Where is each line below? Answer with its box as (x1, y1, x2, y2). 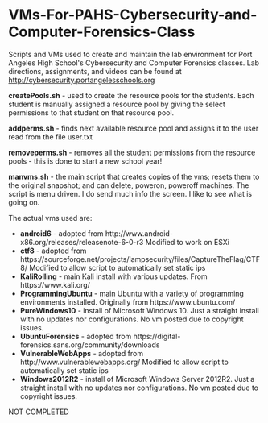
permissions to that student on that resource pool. (8, 107, 175, 118)
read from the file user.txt (8, 131, 93, 142)
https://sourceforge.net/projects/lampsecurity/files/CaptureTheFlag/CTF (19, 254, 261, 263)
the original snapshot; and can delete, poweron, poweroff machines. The (8, 180, 249, 190)
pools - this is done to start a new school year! (8, 156, 163, 166)
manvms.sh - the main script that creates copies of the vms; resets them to (8, 172, 260, 181)
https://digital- (133, 331, 181, 341)
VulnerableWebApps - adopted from (19, 348, 143, 358)
